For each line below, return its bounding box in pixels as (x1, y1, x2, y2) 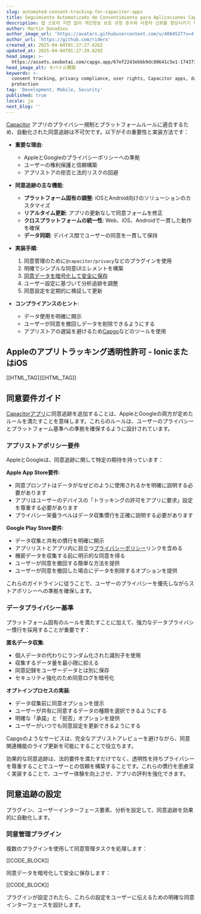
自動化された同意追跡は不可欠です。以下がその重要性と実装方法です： (16, 128, 190, 135)
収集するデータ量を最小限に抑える (14, 659, 99, 666)
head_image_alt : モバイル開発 (6, 64, 76, 71)
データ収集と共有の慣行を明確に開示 (14, 537, 105, 544)
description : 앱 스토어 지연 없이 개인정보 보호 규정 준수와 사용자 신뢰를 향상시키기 (6, 20, 191, 26)
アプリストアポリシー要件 (6, 442, 80, 450)
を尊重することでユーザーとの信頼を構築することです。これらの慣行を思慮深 (6, 762, 194, 770)
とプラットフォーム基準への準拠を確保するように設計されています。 (6, 425, 173, 432)
